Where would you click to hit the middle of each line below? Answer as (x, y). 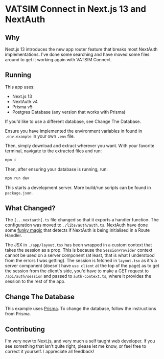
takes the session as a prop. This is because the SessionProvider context (79, 250)
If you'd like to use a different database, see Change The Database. (73, 121)
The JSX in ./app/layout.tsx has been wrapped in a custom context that (79, 245)
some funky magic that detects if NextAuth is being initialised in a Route (78, 230)
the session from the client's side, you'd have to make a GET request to (77, 271)
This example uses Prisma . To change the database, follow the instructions (81, 309)
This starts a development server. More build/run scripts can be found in (78, 188)
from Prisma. (18, 314)
